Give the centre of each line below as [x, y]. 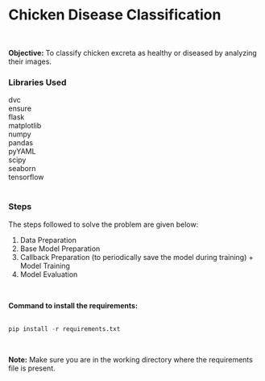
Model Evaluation [49, 274]
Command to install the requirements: [73, 305]
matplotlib [25, 126]
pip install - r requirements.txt [64, 329]
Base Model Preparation [60, 249]
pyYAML [22, 152]
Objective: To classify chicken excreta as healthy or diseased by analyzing [133, 52]
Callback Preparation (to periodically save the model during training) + [137, 257]
